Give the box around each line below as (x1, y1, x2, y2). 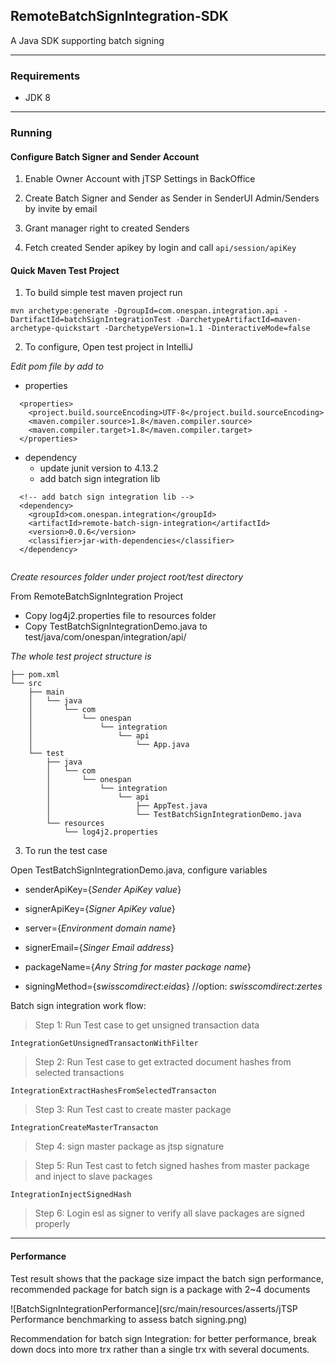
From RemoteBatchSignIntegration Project (10, 590, 184, 603)
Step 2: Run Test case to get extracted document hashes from (34, 1056, 292, 1068)
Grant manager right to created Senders (24, 222, 190, 234)
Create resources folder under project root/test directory (10, 571, 244, 583)
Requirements (10, 69, 81, 83)
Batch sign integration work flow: (10, 1000, 147, 1012)
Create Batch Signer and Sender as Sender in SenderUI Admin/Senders (24, 192, 320, 204)
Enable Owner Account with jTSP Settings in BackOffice (24, 173, 256, 185)
